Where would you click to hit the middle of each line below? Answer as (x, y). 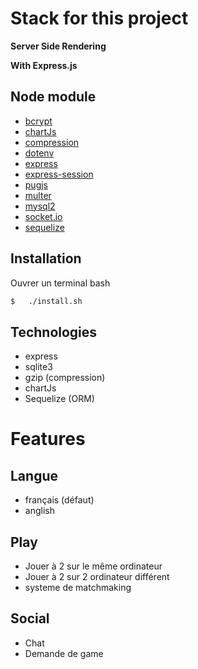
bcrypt (38, 121)
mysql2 (40, 206)
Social (30, 618)
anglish (39, 511)
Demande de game (64, 653)
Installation (46, 258)
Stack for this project (99, 18)
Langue (34, 475)
